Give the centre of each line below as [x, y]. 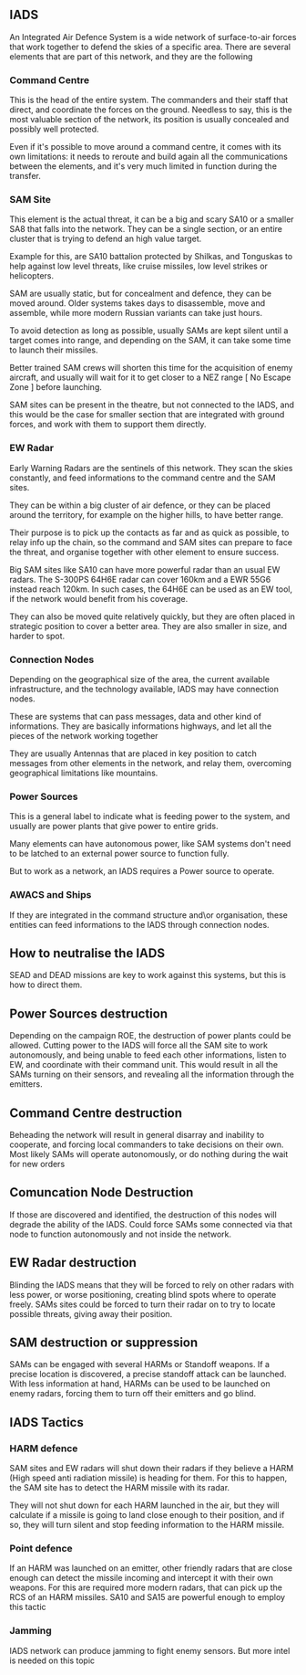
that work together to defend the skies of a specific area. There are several [150, 47]
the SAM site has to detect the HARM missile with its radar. [120, 1488]
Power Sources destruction [89, 1013]
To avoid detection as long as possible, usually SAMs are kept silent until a [149, 331]
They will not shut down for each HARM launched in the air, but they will [144, 1505]
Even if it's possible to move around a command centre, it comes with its [146, 147]
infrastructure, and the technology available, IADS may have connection [144, 689]
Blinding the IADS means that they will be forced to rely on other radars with [152, 1285]
